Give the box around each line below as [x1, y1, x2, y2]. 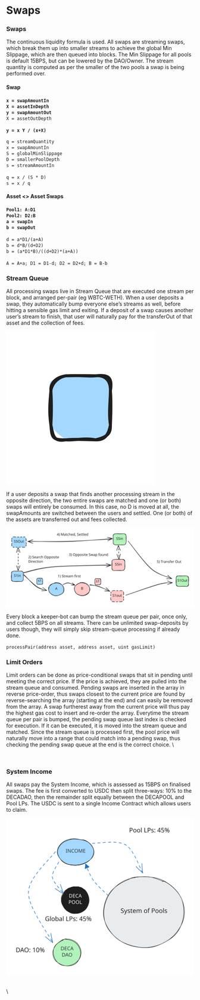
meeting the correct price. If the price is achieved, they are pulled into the [6, 678, 187, 685]
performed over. [6, 70, 46, 77]
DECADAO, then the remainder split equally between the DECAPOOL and [6, 793, 185, 801]
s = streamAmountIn [6, 162, 55, 169]
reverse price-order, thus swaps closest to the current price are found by [6, 690, 186, 697]
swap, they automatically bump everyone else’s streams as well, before [6, 300, 181, 307]
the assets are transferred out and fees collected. [6, 516, 127, 523]
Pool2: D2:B [6, 213, 36, 219]
